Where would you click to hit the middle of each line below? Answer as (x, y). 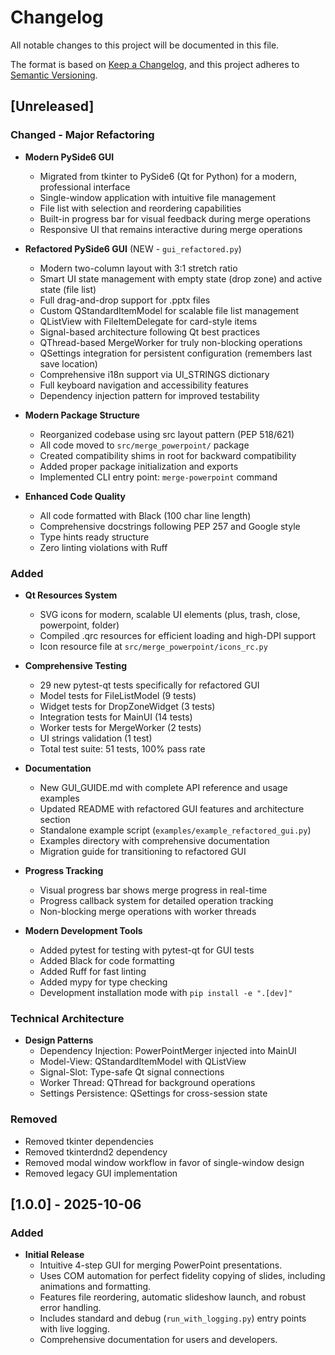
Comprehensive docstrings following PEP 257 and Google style (170, 526)
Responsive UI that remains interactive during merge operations (171, 229)
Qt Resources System (71, 595)
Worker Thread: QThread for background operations (147, 1083)
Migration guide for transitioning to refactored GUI (143, 851)
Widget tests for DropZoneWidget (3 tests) (127, 706)
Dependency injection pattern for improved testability (149, 395)
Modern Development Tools (83, 930)
